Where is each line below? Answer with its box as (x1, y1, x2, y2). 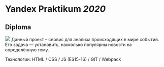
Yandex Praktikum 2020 (5, 3, 106, 15)
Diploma (5, 23, 32, 31)
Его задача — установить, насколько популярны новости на (5, 42, 132, 47)
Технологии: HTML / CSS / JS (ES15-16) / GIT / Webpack (5, 56, 121, 62)
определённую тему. (5, 47, 49, 52)
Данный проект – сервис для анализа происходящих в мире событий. (11, 37, 159, 42)
